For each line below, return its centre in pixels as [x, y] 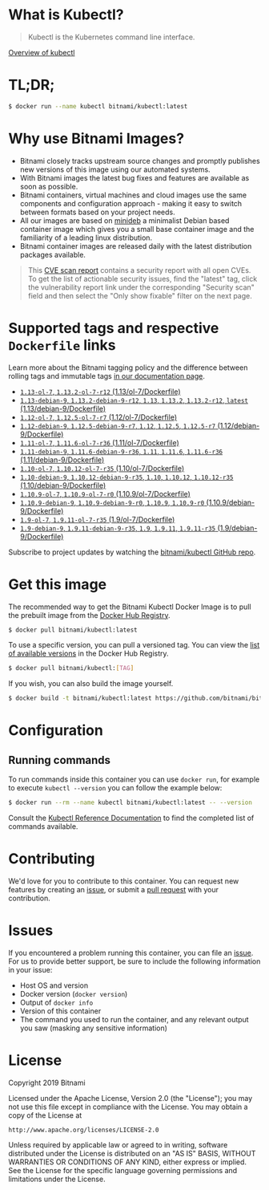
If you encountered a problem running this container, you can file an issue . [131, 952]
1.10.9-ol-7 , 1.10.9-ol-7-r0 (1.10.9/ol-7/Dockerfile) [105, 493]
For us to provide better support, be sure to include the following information [134, 961]
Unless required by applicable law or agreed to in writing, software [118, 1144]
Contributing [52, 859]
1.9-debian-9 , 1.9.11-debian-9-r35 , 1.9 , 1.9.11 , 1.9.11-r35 [118, 528]
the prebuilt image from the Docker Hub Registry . [89, 615]
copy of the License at [45, 1115]
